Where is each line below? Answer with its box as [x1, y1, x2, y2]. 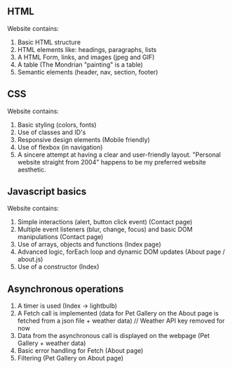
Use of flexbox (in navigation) [17, 143, 103, 151]
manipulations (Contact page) [17, 233, 104, 241]
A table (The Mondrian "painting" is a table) [17, 60, 144, 69]
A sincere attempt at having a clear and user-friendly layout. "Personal [17, 150, 221, 159]
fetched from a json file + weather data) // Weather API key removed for [17, 316, 226, 325]
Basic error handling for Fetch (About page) [17, 347, 144, 355]
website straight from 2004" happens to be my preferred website [17, 157, 207, 166]
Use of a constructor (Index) [17, 263, 100, 271]
